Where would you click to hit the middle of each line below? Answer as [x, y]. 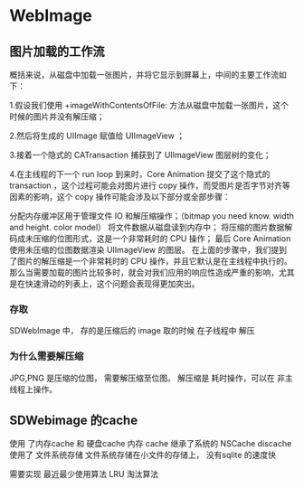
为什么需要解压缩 [47, 356]
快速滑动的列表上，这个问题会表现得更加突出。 [112, 284]
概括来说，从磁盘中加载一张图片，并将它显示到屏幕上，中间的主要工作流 [144, 75]
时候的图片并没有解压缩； [57, 117]
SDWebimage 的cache [74, 420]
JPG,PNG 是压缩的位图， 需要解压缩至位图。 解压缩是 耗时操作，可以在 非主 [152, 378]
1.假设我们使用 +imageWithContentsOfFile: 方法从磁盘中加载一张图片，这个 [149, 105]
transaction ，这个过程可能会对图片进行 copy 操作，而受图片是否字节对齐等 [150, 185]
